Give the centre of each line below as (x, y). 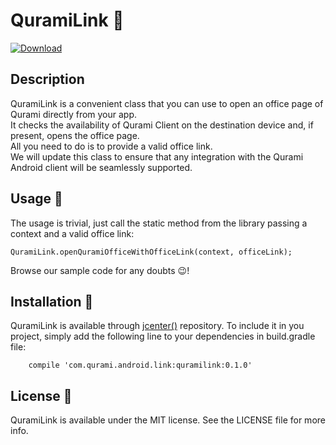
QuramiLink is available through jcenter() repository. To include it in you (157, 326)
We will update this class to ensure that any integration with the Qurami (157, 156)
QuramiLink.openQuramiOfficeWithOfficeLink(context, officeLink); (151, 252)
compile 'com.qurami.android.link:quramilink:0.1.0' (140, 365)
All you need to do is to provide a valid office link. (111, 146)
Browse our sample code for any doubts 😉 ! (100, 270)
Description (47, 79)
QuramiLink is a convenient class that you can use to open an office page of (167, 103)
